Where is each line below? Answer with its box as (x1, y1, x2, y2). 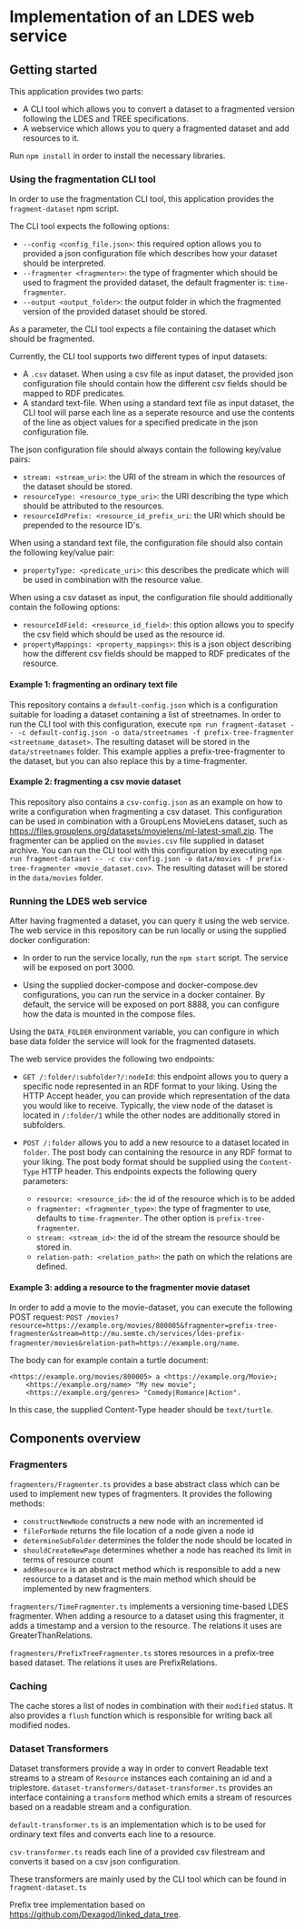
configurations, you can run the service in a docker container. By (22, 990, 266, 1000)
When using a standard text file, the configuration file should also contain (9, 538, 283, 548)
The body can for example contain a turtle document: (9, 1355, 209, 1366)
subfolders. (22, 1120, 66, 1130)
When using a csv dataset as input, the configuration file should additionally (9, 592, 293, 603)
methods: (9, 1498, 45, 1509)
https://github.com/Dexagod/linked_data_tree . (9, 1909, 181, 1920)
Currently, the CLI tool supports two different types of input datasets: (9, 351, 268, 362)
